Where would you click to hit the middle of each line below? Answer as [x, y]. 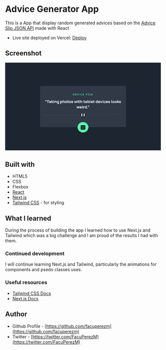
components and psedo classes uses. [44, 270]
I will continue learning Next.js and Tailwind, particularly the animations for [81, 264]
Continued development [35, 254]
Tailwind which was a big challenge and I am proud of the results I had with [82, 235]
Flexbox [20, 187]
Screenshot [23, 53]
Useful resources [26, 283]
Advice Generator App [52, 9]
